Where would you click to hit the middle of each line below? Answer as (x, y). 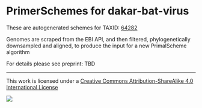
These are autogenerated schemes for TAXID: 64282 (72, 28)
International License (32, 87)
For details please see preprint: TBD (51, 64)
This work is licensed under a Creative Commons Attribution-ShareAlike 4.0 (100, 81)
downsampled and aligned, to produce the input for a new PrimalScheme (97, 46)
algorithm (18, 52)
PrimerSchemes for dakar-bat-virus (98, 11)
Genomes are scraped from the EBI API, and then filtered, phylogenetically (98, 39)
